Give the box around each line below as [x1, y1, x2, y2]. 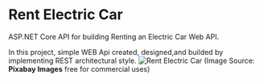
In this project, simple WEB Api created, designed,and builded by [8, 47, 224, 57]
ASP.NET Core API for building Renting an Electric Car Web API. [8, 32, 220, 41]
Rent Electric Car [8, 6, 123, 24]
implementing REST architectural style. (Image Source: [8, 56, 255, 65]
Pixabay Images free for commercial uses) [8, 64, 150, 73]
